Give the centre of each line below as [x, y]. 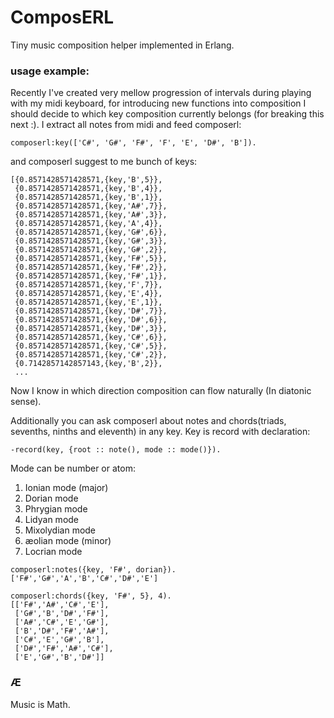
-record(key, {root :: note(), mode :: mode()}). [116, 450]
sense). [26, 402]
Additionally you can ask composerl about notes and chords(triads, [148, 421]
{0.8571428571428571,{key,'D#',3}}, [91, 329]
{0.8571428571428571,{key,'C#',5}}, [91, 346]
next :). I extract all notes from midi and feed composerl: [126, 125]
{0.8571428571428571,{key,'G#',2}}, [91, 250]
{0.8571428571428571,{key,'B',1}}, [88, 197]
